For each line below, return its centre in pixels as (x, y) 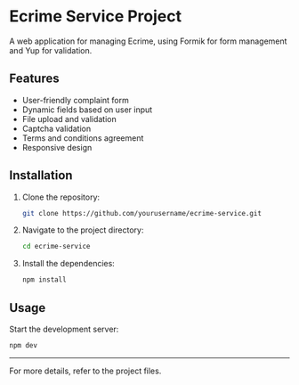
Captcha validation (57, 128)
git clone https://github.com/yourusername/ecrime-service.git (142, 213)
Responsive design (57, 147)
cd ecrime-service (56, 247)
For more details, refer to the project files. (85, 371)
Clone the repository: (61, 197)
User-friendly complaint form (75, 100)
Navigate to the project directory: (83, 230)
